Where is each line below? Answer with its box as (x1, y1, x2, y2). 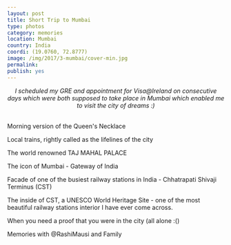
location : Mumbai (7, 36, 57, 43)
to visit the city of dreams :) (77, 101, 155, 109)
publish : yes (7, 67, 45, 74)
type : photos (7, 23, 45, 30)
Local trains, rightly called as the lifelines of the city (7, 135, 154, 143)
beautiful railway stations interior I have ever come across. (7, 203, 174, 211)
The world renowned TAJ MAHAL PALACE (7, 149, 128, 157)
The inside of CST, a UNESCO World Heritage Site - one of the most (7, 195, 201, 204)
